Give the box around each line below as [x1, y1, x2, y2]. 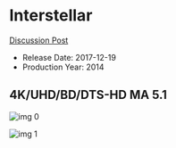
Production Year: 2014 [21, 62, 105, 72]
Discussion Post [9, 35, 69, 45]
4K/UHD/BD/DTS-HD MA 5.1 [9, 87, 168, 103]
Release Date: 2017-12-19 [21, 52, 116, 62]
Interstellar [9, 5, 93, 26]
